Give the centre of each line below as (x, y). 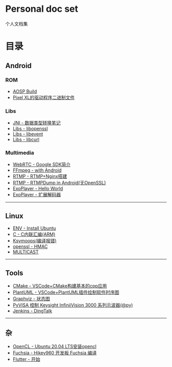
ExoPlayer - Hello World (38, 189)
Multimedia (20, 153)
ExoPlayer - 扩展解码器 (37, 195)
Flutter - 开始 (26, 359)
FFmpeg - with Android (37, 170)
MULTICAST (26, 252)
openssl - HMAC (30, 247)
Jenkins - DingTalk (32, 311)
